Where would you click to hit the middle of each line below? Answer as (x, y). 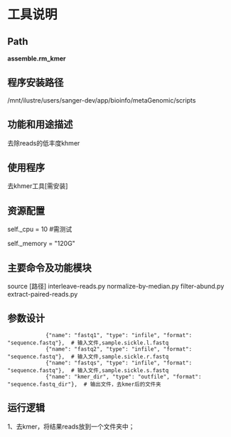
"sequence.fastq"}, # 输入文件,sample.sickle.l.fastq (88, 343)
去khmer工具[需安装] (38, 186)
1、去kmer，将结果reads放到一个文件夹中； (71, 426)
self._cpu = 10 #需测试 (40, 230)
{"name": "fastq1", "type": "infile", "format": (119, 335)
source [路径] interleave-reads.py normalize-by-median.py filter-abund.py (116, 287)
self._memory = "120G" (42, 244)
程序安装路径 (36, 83)
